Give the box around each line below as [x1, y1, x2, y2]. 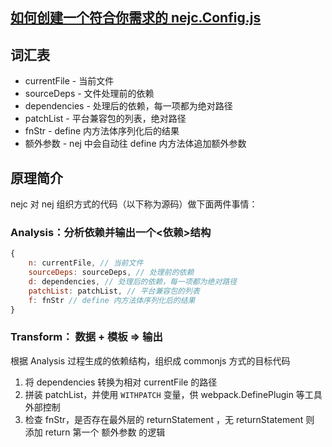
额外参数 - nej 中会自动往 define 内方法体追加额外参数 [24, 138, 247, 150]
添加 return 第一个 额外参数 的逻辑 [24, 426, 166, 438]
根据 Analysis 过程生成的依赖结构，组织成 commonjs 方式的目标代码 [10, 354, 291, 367]
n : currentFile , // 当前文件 [28, 258, 144, 268]
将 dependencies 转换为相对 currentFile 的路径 [24, 376, 218, 388]
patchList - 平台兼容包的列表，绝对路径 [24, 113, 187, 125]
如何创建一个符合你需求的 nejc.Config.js [10, 9, 262, 27]
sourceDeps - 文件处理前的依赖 [24, 88, 155, 100]
